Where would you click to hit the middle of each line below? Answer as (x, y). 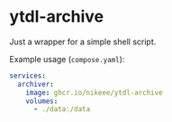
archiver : (36, 84)
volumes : (42, 101)
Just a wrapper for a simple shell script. (83, 42)
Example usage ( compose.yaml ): (67, 59)
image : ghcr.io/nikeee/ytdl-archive (95, 92)
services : (28, 75)
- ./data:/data (62, 109)
